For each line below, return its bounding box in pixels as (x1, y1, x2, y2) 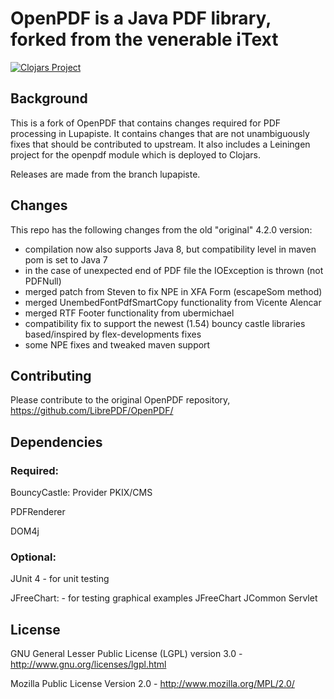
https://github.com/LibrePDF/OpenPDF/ (10, 405, 174, 417)
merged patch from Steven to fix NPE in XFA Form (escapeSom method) (24, 285, 323, 297)
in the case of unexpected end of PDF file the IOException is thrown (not (24, 264, 324, 276)
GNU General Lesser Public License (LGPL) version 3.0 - (10, 648, 243, 660)
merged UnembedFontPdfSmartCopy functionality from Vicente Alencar (24, 296, 322, 308)
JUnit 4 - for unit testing (10, 573, 110, 585)
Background (10, 90, 88, 107)
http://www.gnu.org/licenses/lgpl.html (10, 658, 167, 671)
